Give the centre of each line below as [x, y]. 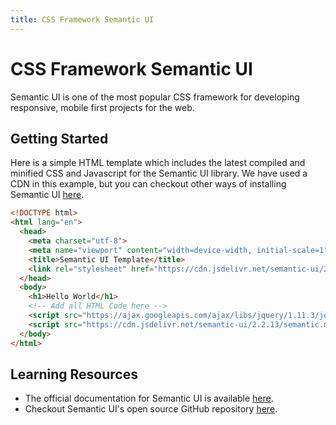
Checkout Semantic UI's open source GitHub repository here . [151, 409]
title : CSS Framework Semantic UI [82, 19]
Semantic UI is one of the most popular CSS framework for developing [155, 97]
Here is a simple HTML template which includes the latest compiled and [158, 163]
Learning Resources [74, 374]
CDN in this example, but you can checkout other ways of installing [148, 184]
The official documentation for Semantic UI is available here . [149, 398]
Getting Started [59, 138]
